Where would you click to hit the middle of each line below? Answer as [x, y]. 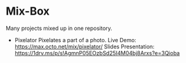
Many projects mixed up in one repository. [59, 28]
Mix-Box [28, 11]
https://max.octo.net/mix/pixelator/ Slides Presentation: [84, 46]
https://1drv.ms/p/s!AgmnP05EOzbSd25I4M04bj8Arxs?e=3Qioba [97, 53]
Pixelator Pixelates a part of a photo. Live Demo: [75, 40]
